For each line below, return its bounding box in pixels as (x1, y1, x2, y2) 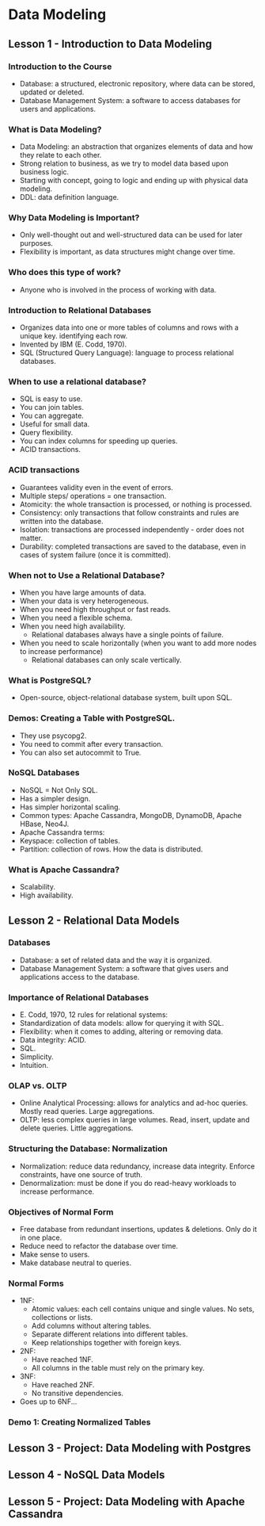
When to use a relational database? (8, 376, 146, 387)
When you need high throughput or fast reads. (19, 604, 172, 614)
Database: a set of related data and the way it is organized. (19, 955, 212, 965)
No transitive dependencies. (31, 1389, 124, 1398)
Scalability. (19, 882, 55, 892)
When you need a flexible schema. (19, 613, 133, 622)
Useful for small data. (19, 419, 90, 429)
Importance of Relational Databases (8, 992, 149, 1003)
